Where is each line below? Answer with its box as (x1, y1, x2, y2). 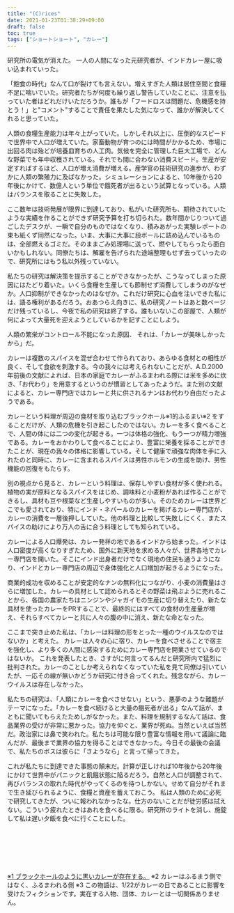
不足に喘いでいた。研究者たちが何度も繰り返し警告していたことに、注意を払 (7, 88, 226, 97)
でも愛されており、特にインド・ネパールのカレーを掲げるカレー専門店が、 (13, 506, 226, 514)
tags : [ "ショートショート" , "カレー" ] (7, 36, 109, 43)
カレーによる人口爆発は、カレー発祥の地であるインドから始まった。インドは (7, 538, 226, 546)
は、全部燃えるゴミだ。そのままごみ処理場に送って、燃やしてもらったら (7, 240, 214, 248)
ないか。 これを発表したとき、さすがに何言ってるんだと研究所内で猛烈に (13, 654, 221, 662)
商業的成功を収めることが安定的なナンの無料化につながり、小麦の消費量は (7, 579, 221, 587)
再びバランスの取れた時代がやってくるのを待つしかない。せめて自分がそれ (7, 779, 221, 788)
